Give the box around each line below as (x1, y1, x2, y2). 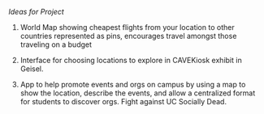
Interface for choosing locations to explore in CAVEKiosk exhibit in (19, 56, 242, 65)
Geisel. (19, 64, 44, 74)
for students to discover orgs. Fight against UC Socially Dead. (19, 97, 227, 106)
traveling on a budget (19, 40, 92, 49)
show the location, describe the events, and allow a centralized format (19, 88, 256, 98)
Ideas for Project (8, 7, 65, 16)
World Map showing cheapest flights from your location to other (19, 23, 235, 32)
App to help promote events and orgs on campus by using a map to (19, 80, 246, 89)
